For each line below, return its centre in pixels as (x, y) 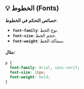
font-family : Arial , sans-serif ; (45, 67)
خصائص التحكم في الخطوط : (31, 20)
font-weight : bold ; (30, 77)
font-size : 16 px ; (28, 72)
